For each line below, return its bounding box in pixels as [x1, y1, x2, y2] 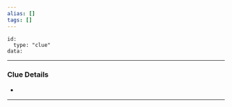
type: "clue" [13, 41, 51, 48]
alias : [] [7, 10, 36, 17]
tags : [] [7, 17, 32, 23]
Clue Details [7, 70, 49, 79]
